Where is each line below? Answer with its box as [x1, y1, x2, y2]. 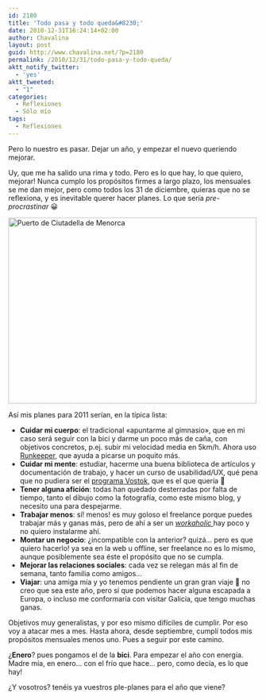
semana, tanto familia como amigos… [19, 568, 143, 578]
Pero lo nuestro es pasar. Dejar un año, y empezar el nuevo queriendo [8, 144, 237, 153]
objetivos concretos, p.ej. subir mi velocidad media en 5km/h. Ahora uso [19, 442, 256, 452]
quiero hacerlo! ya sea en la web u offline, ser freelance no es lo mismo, [19, 543, 256, 552]
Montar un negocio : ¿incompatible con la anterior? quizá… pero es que [19, 535, 253, 544]
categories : [8, 93, 48, 101]
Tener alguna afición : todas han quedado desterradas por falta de [19, 484, 238, 494]
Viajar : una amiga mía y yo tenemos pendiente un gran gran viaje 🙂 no [19, 577, 250, 587]
